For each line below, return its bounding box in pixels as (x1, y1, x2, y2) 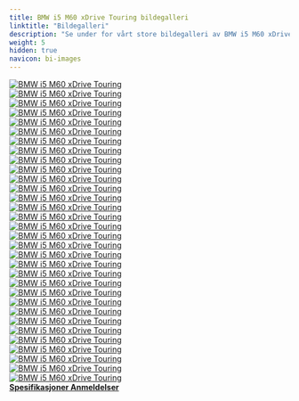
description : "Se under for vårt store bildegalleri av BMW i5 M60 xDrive (9, 29, 293, 38)
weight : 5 (9, 37, 46, 47)
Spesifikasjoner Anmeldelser (9, 382, 119, 392)
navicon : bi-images (9, 54, 82, 63)
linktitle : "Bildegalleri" (9, 21, 109, 30)
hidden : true (9, 46, 58, 55)
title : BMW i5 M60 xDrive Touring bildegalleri (9, 12, 190, 22)
